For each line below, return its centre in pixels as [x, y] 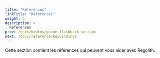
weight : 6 [15, 18]
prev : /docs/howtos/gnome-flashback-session [51, 32]
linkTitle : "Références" [30, 14]
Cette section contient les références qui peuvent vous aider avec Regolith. [80, 50]
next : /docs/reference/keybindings [41, 37]
